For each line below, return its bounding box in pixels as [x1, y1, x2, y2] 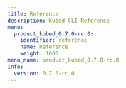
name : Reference [20, 43, 69, 50]
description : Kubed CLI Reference [7, 17, 110, 24]
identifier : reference [20, 37, 88, 44]
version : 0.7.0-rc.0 [14, 70, 75, 77]
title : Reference [7, 10, 59, 18]
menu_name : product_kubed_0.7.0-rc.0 [7, 57, 120, 64]
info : [7, 63, 23, 70]
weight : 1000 [20, 50, 59, 57]
